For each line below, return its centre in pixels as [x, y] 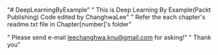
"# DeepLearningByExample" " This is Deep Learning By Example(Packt [109, 10]
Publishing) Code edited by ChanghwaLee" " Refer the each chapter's [106, 17]
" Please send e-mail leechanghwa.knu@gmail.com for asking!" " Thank [109, 37]
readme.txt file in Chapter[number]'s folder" [69, 24]
